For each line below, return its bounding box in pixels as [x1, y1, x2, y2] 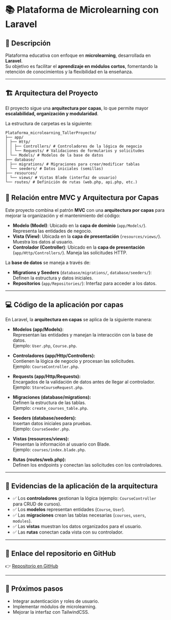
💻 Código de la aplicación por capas [5, 300, 124, 309]
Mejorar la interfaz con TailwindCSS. [12, 609, 90, 615]
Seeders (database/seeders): [12, 415, 77, 421]
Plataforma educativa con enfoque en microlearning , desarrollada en [5, 52, 151, 58]
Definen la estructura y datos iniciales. [12, 275, 93, 281]
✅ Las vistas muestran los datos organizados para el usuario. [12, 523, 142, 529]
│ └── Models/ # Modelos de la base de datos [5, 152, 103, 158]
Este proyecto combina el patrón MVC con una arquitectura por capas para [5, 207, 165, 213]
